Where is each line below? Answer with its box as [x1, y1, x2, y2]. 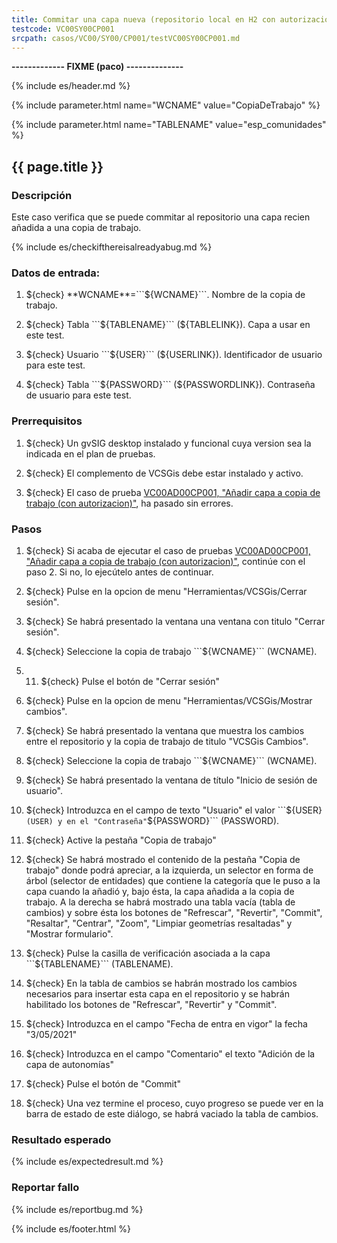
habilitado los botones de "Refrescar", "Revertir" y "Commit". [25, 998, 278, 1010]
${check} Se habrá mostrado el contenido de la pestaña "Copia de [25, 853, 301, 865]
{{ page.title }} [11, 158, 104, 175]
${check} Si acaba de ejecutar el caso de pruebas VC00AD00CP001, [25, 544, 311, 556]
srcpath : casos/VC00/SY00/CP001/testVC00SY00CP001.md [11, 33, 241, 43]
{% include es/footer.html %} [11, 1222, 132, 1235]
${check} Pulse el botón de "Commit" [25, 1077, 182, 1090]
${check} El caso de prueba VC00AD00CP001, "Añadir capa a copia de [25, 486, 321, 498]
